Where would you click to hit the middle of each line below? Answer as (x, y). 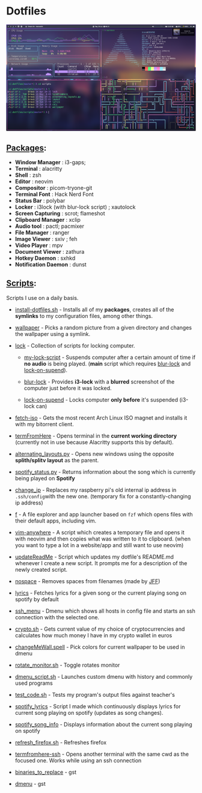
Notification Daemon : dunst (51, 265)
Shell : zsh (28, 175)
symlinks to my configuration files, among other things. (84, 316)
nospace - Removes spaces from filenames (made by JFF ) (87, 581)
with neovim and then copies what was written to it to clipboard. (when (103, 539)
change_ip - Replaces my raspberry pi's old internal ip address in (96, 490)
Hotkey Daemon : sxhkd (45, 258)
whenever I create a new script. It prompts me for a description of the (101, 563)
